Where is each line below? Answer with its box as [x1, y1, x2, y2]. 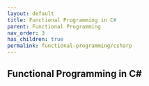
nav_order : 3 [7, 29, 45, 37]
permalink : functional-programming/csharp [7, 42, 132, 49]
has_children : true [7, 36, 64, 43]
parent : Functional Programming [7, 23, 101, 30]
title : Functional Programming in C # [7, 17, 117, 24]
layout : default [7, 10, 54, 17]
